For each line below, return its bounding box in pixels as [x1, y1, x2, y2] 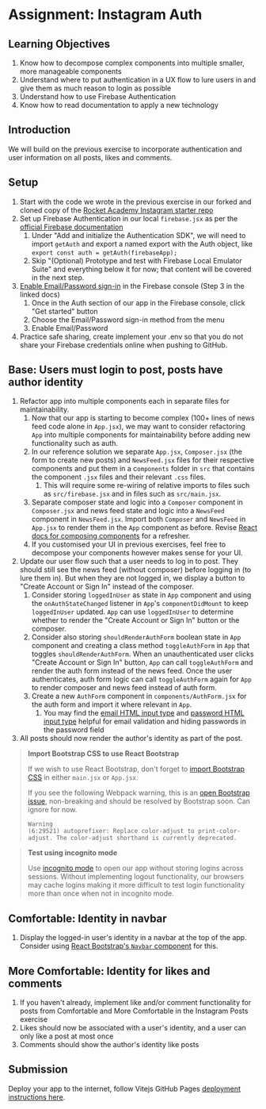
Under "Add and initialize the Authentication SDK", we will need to [31, 230, 246, 240]
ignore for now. [27, 805, 78, 815]
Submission [8, 1063, 69, 1076]
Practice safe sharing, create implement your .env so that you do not [19, 332, 244, 341]
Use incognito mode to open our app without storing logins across [27, 863, 244, 873]
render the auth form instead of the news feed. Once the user [31, 666, 233, 676]
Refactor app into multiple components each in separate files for [19, 397, 230, 406]
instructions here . [8, 1092, 66, 1102]
